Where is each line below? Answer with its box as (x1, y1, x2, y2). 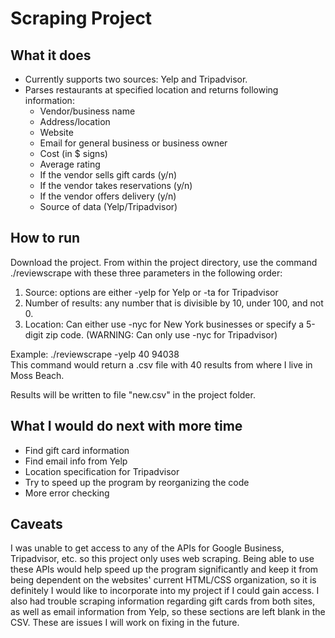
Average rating (39, 158, 101, 170)
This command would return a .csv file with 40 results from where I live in (10, 358, 313, 371)
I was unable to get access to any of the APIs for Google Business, (10, 542, 285, 554)
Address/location (39, 116, 111, 127)
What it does (10, 47, 92, 64)
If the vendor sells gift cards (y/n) (39, 169, 178, 181)
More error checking (24, 487, 110, 499)
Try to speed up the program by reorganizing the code (24, 476, 250, 488)
